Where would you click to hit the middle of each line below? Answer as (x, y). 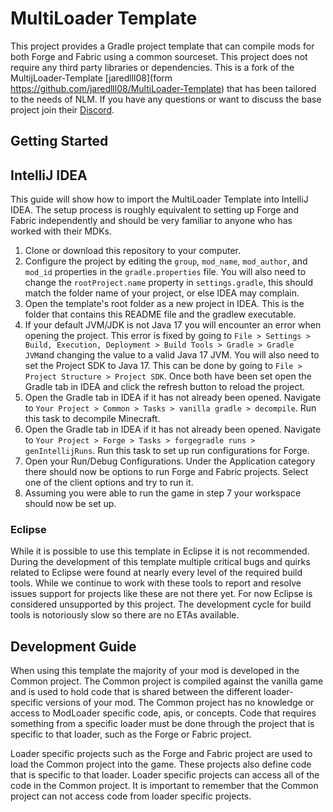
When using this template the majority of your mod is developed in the (155, 671)
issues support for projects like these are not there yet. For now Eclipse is (161, 594)
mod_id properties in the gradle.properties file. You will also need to (165, 272)
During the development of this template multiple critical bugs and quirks (160, 562)
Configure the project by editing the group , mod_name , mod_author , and (166, 261)
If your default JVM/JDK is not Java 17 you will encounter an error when (173, 325)
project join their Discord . (62, 109)
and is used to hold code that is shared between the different (136, 692)
